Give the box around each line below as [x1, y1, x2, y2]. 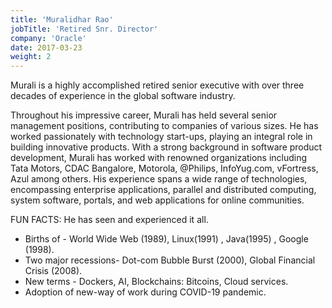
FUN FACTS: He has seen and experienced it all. [10, 214, 209, 226]
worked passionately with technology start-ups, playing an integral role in [10, 131, 313, 143]
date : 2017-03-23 [10, 42, 83, 53]
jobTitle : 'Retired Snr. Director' [10, 24, 159, 34]
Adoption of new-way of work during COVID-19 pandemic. [24, 286, 267, 298]
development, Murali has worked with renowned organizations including [10, 152, 308, 164]
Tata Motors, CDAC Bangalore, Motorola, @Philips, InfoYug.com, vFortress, [10, 162, 319, 175]
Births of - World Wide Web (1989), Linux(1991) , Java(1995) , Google [24, 233, 309, 245]
